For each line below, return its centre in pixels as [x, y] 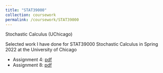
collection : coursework [31, 15]
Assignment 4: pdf [32, 60]
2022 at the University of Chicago [41, 50]
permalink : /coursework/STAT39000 [42, 20]
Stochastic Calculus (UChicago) [39, 34]
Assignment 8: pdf [32, 65]
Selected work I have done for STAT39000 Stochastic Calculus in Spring [82, 44]
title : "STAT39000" [26, 10]
